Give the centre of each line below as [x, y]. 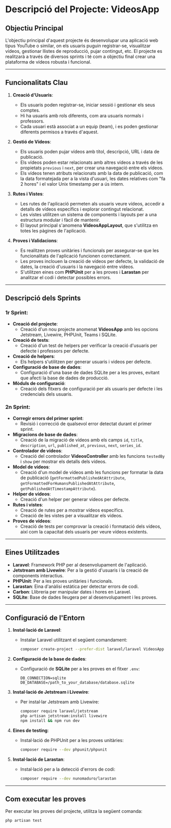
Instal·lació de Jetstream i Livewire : [51, 692]
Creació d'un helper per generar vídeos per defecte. [75, 499]
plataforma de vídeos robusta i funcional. [48, 62]
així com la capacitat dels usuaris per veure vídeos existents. [84, 531]
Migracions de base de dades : [45, 434]
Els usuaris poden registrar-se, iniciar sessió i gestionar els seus [88, 105]
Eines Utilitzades [33, 553]
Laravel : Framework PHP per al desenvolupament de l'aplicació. [80, 565]
